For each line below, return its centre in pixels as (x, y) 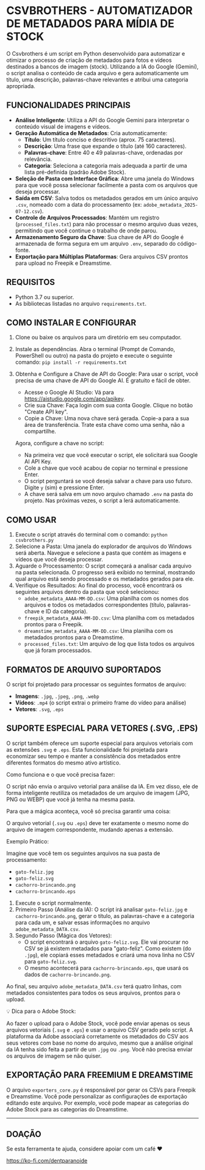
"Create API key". (46, 412)
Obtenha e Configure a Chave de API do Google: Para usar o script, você (106, 374)
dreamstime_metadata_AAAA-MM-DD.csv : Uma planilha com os (99, 631)
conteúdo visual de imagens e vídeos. (63, 127)
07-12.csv (28, 212)
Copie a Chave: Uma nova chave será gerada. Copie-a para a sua (106, 418)
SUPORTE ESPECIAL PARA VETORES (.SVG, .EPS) (102, 728)
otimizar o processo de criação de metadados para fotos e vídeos (89, 60)
